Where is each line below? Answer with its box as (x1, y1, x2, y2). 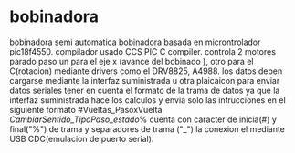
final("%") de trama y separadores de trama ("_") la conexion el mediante (9, 123, 286, 134)
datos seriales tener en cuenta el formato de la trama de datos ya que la (9, 85, 280, 96)
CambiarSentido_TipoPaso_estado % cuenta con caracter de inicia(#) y (9, 114, 277, 125)
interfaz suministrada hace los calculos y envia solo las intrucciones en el (9, 94, 286, 106)
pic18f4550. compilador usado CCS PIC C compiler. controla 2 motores (9, 46, 277, 56)
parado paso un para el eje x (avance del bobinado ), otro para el (9, 56, 254, 66)
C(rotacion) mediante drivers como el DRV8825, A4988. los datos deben (9, 66, 283, 76)
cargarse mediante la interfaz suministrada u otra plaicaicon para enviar (9, 75, 280, 86)
